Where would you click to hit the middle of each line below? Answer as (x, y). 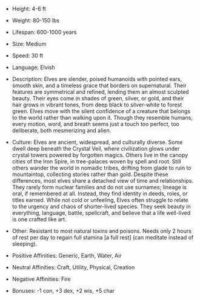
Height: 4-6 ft (29, 9)
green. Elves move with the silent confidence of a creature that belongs (101, 111)
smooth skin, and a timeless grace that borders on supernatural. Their (99, 85)
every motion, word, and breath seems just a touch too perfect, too (96, 124)
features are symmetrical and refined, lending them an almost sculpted (100, 92)
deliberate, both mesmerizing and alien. (62, 130)
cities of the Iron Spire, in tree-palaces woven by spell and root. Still (96, 161)
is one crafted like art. (39, 219)
